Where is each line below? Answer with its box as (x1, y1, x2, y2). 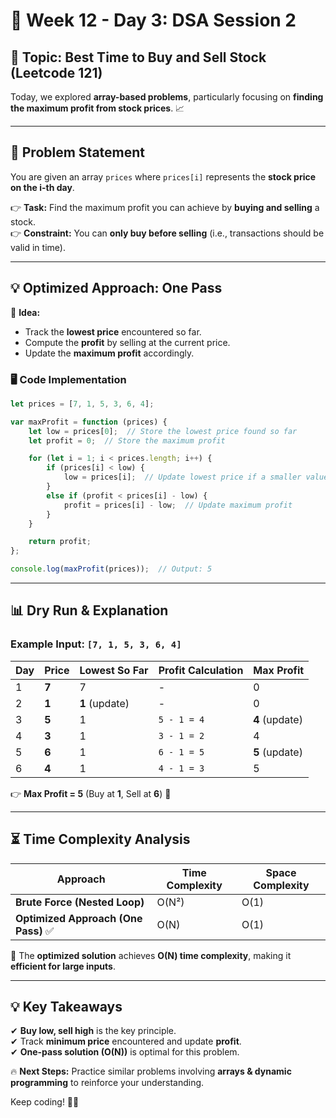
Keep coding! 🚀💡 (10, 1096, 80, 1108)
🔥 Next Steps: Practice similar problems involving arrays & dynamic (10, 1065, 292, 1078)
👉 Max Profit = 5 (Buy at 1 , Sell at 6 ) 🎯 (10, 787, 172, 799)
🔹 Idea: (10, 306, 41, 318)
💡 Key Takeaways (10, 998, 123, 1015)
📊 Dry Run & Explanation (10, 602, 169, 619)
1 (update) (79, 696, 130, 710)
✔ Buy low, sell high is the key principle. (10, 1025, 177, 1037)
